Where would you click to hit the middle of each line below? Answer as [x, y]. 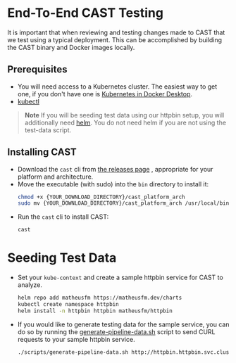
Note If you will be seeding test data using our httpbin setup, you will [124, 115]
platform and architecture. [55, 177]
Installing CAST [42, 152]
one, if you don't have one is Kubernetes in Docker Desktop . [105, 94]
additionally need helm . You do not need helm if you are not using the [125, 122]
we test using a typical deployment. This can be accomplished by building [115, 39]
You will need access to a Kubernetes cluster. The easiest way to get [117, 87]
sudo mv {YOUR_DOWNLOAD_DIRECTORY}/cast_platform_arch [100, 203]
